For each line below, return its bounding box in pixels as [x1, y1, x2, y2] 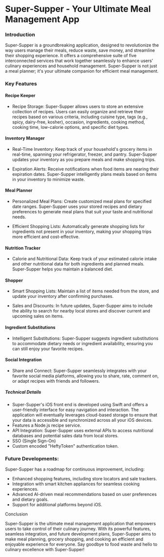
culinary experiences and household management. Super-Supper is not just [5, 63, 157, 69]
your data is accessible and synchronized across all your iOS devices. [12, 417, 153, 423]
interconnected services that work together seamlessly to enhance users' [5, 58, 153, 64]
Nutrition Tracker [5, 245, 41, 251]
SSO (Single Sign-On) [12, 438, 56, 444]
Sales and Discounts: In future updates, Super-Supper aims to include [12, 303, 153, 309]
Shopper [5, 277, 23, 283]
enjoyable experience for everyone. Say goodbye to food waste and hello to [5, 541, 158, 547]
